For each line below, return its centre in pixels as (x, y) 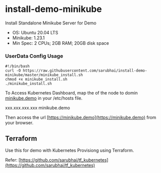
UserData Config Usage (34, 56)
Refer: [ (13, 160)
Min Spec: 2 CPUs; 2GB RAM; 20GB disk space (60, 43)
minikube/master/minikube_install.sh (44, 75)
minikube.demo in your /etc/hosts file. (44, 98)
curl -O (13, 71)
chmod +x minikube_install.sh (36, 80)
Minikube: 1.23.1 (28, 38)
